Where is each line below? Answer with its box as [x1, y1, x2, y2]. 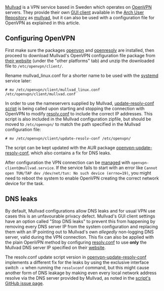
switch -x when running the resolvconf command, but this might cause [5, 264, 149, 270]
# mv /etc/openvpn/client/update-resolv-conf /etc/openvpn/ [5, 136, 131, 141]
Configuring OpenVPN [5, 34, 75, 42]
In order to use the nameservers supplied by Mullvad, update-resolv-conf [5, 100, 154, 106]
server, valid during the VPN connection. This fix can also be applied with [5, 234, 154, 240]
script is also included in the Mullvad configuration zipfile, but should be [5, 116, 151, 122]
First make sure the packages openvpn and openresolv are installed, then [5, 47, 154, 53]
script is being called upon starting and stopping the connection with [5, 106, 145, 111]
